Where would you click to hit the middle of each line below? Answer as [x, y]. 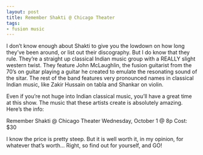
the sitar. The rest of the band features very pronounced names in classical [100, 78]
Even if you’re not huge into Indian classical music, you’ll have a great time [99, 96]
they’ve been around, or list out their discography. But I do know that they [98, 53]
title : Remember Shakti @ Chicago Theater [61, 18]
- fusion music [25, 29]
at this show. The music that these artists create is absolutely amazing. [95, 103]
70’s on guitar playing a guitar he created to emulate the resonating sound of [102, 72]
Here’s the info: [25, 109]
